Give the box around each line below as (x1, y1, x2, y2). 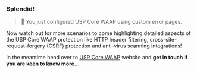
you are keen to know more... (6, 60, 80, 67)
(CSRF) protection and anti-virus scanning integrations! (46, 42, 182, 49)
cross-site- (149, 36, 177, 43)
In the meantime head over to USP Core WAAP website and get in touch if (6, 54, 188, 61)
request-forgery (6, 42, 46, 49)
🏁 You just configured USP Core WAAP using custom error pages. (20, 18, 183, 26)
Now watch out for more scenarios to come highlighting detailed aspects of (6, 30, 192, 37)
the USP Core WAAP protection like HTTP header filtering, (6, 36, 149, 43)
